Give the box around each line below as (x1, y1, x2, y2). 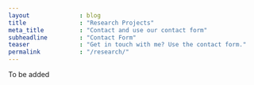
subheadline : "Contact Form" (8, 33, 137, 42)
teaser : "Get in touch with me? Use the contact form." (8, 41, 247, 49)
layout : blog (8, 11, 102, 20)
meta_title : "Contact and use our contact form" (8, 26, 208, 34)
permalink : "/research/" (8, 48, 129, 56)
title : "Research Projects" (8, 19, 155, 27)
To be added (8, 70, 50, 79)
